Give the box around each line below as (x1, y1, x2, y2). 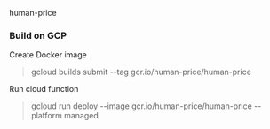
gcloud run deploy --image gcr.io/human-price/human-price (30, 101, 253, 111)
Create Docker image (9, 49, 87, 60)
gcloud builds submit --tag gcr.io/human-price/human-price (30, 66, 251, 78)
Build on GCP (9, 29, 67, 42)
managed (63, 110, 99, 121)
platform (30, 110, 62, 121)
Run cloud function (9, 84, 79, 95)
